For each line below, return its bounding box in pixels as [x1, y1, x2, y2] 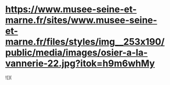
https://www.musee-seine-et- [5, 4, 137, 15]
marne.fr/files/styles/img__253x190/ [5, 36, 165, 48]
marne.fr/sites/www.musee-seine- [5, 14, 157, 26]
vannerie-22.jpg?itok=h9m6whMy [5, 58, 155, 69]
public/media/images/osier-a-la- [5, 47, 148, 59]
